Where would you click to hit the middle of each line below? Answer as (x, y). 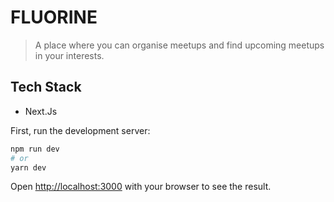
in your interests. (69, 55)
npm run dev (35, 149)
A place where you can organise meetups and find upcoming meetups (179, 45)
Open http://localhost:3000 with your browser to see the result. (141, 187)
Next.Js (41, 111)
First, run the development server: (80, 130)
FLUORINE (54, 17)
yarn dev (28, 167)
